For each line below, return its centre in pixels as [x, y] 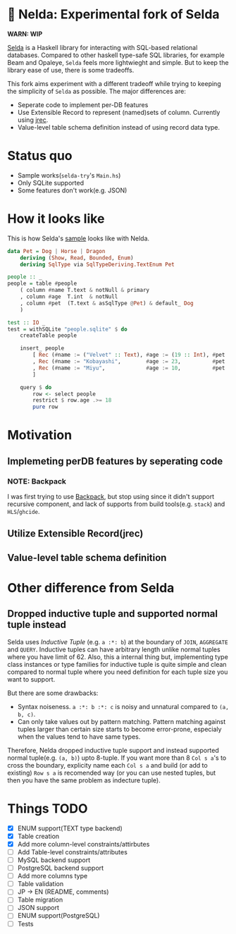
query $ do [36, 387]
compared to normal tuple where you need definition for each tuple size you [118, 672]
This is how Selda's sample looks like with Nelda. [79, 238]
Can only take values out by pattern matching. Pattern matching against [122, 721]
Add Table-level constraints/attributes [73, 852]
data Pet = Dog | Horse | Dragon [56, 251]
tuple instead [37, 625]
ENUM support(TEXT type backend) [70, 828]
